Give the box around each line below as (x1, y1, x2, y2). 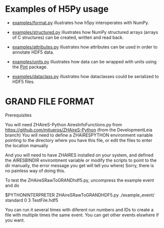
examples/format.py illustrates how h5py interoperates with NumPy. (12, 20, 149, 26)
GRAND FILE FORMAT (5, 96, 94, 107)
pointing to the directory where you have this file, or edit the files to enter (5, 137, 153, 143)
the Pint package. (12, 64, 48, 70)
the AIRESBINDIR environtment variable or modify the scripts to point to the (5, 157, 157, 163)
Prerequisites (5, 112, 32, 118)
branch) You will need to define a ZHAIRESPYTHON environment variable (5, 132, 153, 138)
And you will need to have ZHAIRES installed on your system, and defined (5, 152, 154, 158)
